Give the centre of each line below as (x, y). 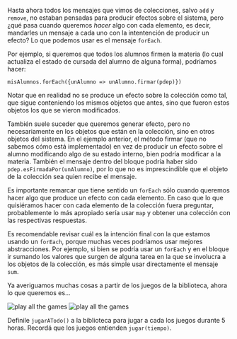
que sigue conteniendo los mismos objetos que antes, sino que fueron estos (118, 103)
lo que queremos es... (39, 293)
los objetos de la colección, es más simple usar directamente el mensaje (113, 264)
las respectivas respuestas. (47, 220)
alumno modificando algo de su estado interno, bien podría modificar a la (114, 154)
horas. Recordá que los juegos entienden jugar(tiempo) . (89, 328)
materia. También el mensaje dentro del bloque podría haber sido (103, 161)
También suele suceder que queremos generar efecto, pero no (99, 124)
